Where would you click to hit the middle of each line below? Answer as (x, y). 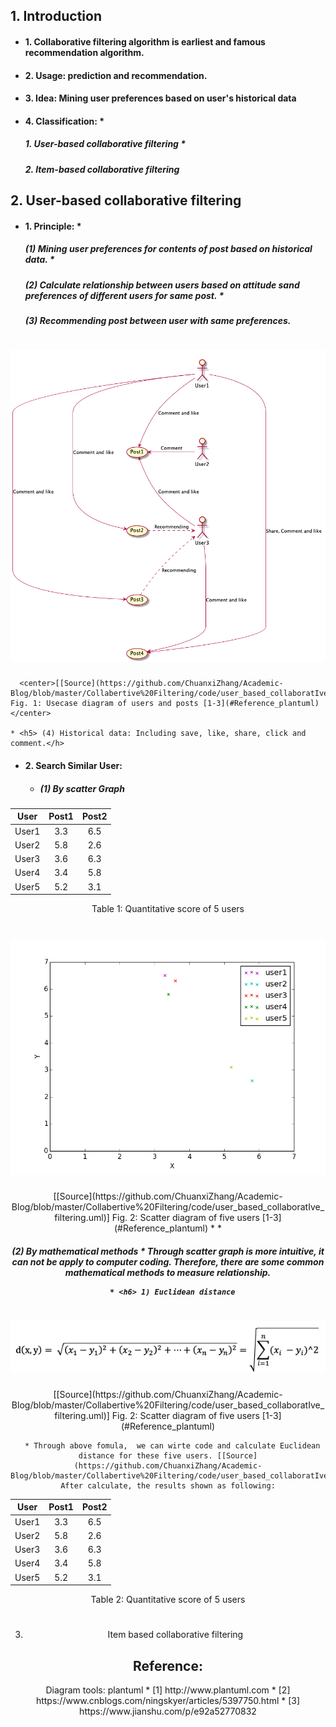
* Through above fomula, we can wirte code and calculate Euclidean (172, 1445)
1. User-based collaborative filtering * (105, 144)
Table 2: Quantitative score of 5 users (168, 1600)
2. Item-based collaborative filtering (102, 169)
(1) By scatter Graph (82, 788)
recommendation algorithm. (84, 52)
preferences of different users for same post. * (124, 295)
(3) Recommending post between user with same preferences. (158, 321)
